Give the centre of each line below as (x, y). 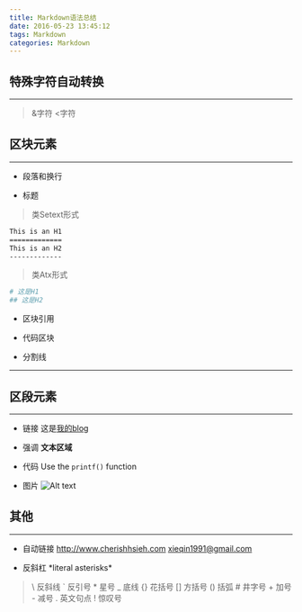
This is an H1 (36, 231)
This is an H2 (36, 248)
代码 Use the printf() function (80, 466)
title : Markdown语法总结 (53, 18)
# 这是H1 (24, 292)
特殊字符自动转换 (57, 81)
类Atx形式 (49, 274)
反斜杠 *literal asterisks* (67, 567)
